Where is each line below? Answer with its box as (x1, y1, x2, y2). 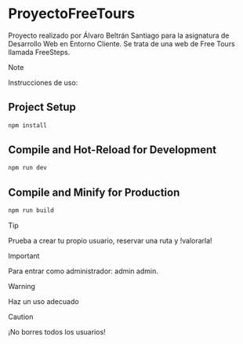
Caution (8, 312, 34, 321)
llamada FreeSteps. (8, 47, 71, 57)
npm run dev (8, 164, 47, 172)
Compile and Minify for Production (8, 185, 180, 199)
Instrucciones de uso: (8, 78, 78, 87)
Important (8, 251, 40, 260)
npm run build (8, 207, 55, 214)
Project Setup (8, 101, 77, 114)
